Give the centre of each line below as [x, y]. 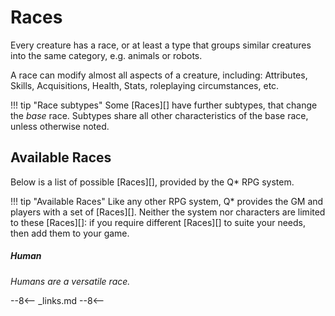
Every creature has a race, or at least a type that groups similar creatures [161, 45]
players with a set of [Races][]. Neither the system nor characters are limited [168, 212]
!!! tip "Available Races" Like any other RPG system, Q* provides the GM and [167, 201]
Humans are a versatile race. [70, 281]
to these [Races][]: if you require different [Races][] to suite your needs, [158, 222]
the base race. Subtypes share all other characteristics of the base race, [159, 115]
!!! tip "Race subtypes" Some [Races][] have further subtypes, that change [164, 105]
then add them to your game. [70, 233]
